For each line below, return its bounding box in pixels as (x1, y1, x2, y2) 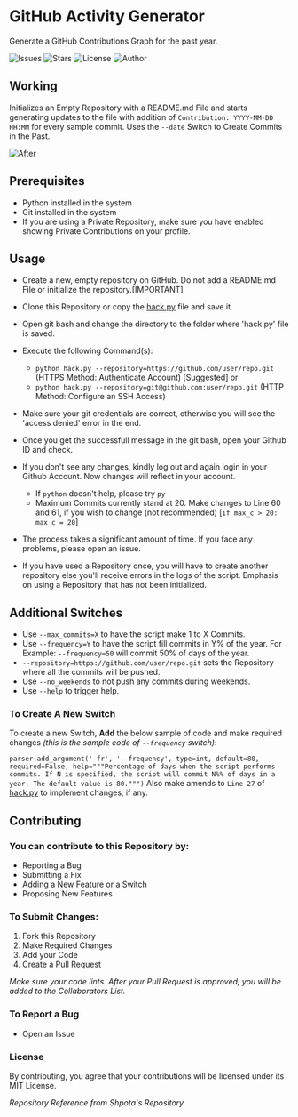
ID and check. (21, 445, 74, 455)
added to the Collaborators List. (9, 985, 126, 997)
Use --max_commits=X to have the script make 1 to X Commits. (21, 629, 246, 639)
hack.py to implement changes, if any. (9, 787, 148, 798)
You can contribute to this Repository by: (9, 840, 190, 852)
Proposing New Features (21, 888, 113, 899)
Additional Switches (9, 605, 123, 620)
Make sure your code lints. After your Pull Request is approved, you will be (9, 976, 282, 987)
